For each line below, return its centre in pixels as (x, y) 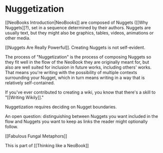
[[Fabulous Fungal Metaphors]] (36, 136)
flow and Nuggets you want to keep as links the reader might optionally (76, 121)
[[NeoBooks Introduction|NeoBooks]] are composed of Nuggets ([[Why (77, 22)
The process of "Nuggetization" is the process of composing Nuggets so (78, 57)
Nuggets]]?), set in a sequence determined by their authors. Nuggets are (78, 27)
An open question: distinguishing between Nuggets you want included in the (81, 116)
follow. (12, 126)
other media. (18, 38)
